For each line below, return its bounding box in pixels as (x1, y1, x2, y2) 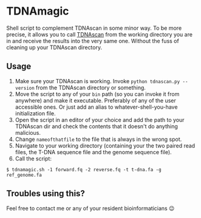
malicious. (15, 129, 41, 136)
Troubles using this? (6, 188, 85, 199)
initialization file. (15, 109, 56, 117)
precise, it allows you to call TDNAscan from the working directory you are (6, 30, 193, 38)
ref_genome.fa (6, 172, 43, 178)
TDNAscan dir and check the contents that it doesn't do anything (15, 123, 178, 130)
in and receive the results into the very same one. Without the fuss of (6, 37, 179, 44)
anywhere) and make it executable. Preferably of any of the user (15, 97, 176, 104)
